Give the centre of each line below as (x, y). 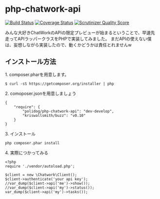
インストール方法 (31, 62)
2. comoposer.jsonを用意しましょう (41, 93)
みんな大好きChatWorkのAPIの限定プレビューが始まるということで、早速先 (80, 32)
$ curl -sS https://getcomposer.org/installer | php (60, 84)
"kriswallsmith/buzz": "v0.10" (54, 115)
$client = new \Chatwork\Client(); (41, 175)
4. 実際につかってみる (27, 153)
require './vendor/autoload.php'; (40, 166)
